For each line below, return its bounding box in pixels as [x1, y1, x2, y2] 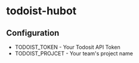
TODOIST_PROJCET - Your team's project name [14, 50, 133, 57]
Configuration [6, 28, 60, 38]
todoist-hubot [6, 4, 77, 18]
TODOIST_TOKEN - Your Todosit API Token [14, 43, 121, 51]
